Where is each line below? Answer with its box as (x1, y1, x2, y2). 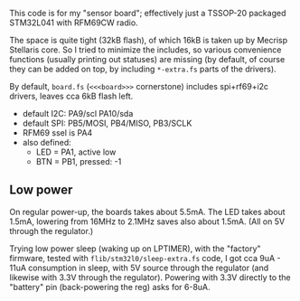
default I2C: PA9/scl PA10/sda (22, 108, 134, 118)
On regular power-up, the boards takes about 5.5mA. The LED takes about (9, 206, 286, 217)
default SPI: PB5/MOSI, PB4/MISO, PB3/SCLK (22, 118, 192, 128)
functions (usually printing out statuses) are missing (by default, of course (9, 54, 286, 64)
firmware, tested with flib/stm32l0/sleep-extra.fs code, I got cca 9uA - (9, 252, 282, 263)
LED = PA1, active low (35, 146, 117, 157)
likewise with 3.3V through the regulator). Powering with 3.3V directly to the (9, 271, 291, 283)
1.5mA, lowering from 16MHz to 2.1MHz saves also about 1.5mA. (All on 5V (9, 216, 286, 227)
